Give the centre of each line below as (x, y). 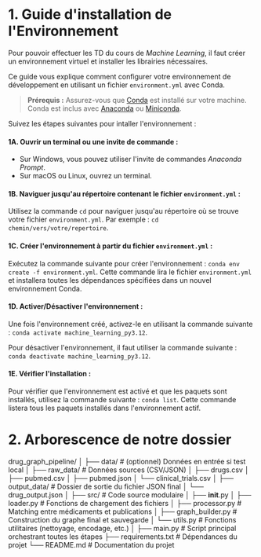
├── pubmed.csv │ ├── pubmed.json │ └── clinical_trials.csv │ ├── (121, 478)
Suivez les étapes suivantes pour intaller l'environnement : (102, 123)
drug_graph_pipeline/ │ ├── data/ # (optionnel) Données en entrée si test (127, 461)
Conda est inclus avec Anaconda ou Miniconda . (104, 108)
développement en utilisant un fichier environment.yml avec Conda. (117, 85)
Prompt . (32, 167)
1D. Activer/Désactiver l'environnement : (76, 306)
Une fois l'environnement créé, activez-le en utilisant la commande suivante (130, 324)
